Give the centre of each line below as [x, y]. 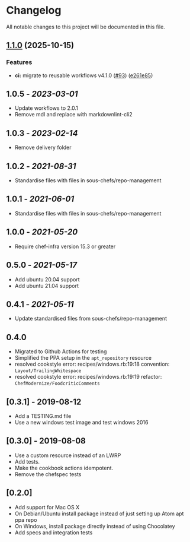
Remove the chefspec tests [48, 474]
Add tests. [27, 461]
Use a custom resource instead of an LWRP [68, 455]
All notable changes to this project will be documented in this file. [86, 27]
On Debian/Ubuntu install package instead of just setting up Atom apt [99, 514]
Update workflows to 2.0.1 [46, 108]
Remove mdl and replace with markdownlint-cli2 [73, 115]
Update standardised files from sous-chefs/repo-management [91, 319]
